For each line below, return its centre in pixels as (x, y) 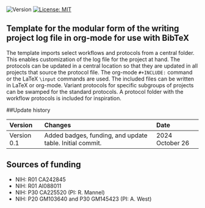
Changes (58, 125)
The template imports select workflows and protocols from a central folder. (100, 52)
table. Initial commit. (73, 143)
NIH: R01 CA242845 (40, 179)
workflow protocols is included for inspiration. (64, 98)
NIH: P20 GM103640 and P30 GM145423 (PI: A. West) (83, 199)
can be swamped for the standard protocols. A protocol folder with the (95, 91)
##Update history (28, 110)
